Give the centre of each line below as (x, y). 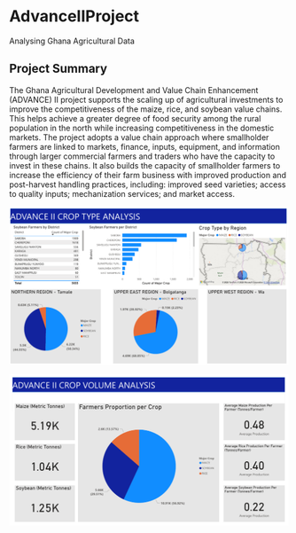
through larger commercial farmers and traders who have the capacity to (142, 156)
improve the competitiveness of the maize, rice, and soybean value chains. (146, 109)
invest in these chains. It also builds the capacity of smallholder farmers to (145, 165)
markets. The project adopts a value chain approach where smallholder (139, 137)
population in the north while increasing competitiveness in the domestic (142, 128)
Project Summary (58, 69)
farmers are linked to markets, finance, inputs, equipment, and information (145, 146)
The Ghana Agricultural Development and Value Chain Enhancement (134, 90)
